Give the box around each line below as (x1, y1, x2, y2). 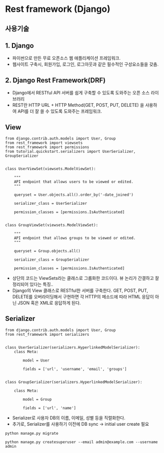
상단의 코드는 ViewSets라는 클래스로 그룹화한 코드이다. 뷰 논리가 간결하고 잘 (12, 275, 160, 281)
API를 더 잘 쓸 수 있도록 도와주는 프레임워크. (17, 108, 102, 114)
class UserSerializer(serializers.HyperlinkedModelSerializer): (5, 345, 140, 350)
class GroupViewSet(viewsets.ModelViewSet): (5, 223, 98, 228)
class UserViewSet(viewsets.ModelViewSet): (5, 167, 96, 172)
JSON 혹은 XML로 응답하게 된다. (17, 300, 81, 306)
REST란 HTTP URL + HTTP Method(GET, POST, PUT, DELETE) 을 (12, 102, 144, 108)
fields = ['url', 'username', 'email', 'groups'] (23, 366, 127, 371)
